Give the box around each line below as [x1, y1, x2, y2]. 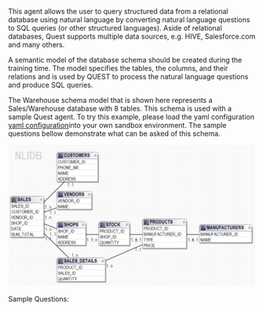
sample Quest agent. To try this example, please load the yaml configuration [8, 112, 255, 121]
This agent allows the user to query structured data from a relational [8, 7, 228, 16]
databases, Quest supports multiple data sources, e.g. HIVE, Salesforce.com [8, 31, 256, 41]
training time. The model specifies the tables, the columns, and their [8, 64, 228, 73]
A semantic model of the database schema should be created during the [8, 55, 243, 64]
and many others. [8, 40, 65, 49]
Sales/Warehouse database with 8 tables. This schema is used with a [8, 104, 232, 113]
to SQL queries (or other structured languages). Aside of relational [8, 24, 222, 32]
